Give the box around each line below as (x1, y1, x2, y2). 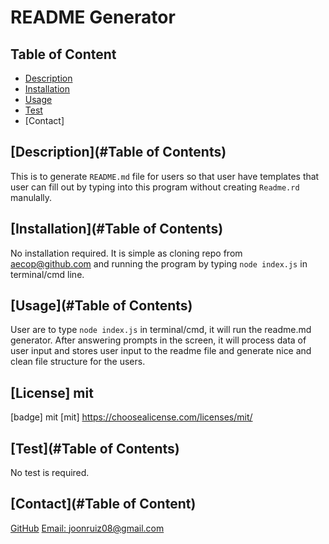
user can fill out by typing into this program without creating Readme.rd (10, 181, 300, 193)
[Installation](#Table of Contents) (10, 221, 224, 238)
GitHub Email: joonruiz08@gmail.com (10, 522, 165, 534)
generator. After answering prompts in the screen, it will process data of (10, 334, 307, 346)
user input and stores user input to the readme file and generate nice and (10, 345, 312, 357)
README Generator (10, 6, 176, 29)
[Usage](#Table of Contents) (10, 297, 193, 315)
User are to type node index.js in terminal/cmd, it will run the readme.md (10, 324, 312, 336)
